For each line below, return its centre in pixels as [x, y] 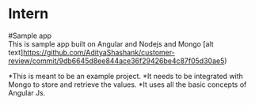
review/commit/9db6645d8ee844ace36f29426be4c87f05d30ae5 [116, 61]
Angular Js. [27, 92]
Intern [29, 14]
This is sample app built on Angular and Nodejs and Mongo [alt [111, 43]
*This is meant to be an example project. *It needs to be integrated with [126, 76]
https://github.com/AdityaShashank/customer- [99, 52]
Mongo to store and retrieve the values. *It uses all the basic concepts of [127, 84]
